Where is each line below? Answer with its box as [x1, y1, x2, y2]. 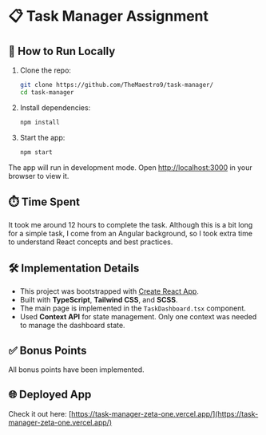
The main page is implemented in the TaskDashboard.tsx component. [19, 303, 246, 313]
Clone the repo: [19, 65, 72, 75]
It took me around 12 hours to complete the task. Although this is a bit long [8, 220, 253, 230]
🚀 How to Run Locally [8, 44, 116, 57]
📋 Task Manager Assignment [8, 7, 209, 26]
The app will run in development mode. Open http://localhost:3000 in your [8, 162, 253, 172]
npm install [19, 118, 60, 126]
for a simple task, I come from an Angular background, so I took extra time [8, 229, 253, 239]
